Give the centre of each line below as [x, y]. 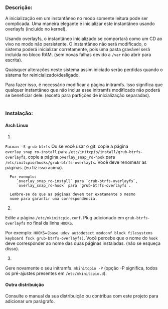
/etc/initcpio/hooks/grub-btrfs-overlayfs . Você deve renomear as [76, 162]
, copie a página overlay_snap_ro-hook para [70, 157]
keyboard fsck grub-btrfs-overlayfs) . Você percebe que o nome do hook [81, 238]
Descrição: [19, 8]
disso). [12, 248]
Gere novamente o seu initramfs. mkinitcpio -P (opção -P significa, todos [81, 268]
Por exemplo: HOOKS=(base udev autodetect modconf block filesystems [79, 232]
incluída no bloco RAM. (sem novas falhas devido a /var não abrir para [78, 55]
